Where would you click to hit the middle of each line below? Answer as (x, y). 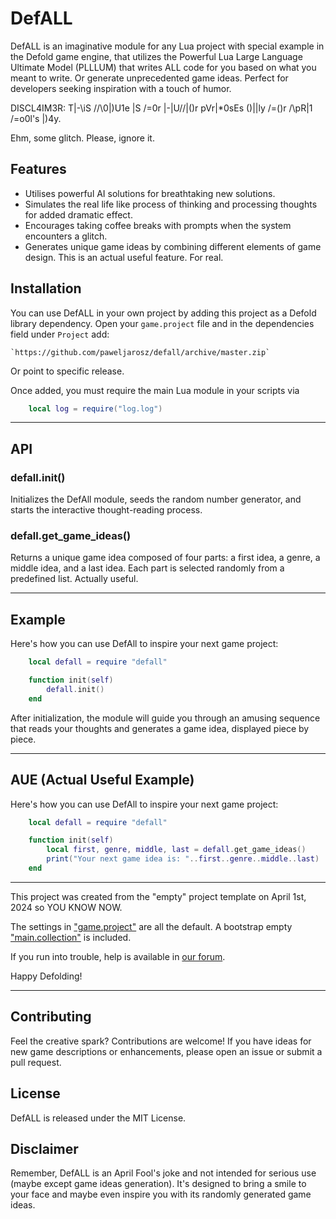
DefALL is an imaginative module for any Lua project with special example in (167, 46)
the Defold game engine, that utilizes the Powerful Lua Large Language (156, 56)
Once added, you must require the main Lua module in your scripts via (155, 390)
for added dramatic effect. (78, 214)
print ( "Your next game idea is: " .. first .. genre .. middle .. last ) (183, 859)
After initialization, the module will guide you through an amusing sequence (165, 718)
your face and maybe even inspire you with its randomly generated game (161, 1194)
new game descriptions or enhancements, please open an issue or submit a (166, 1051)
